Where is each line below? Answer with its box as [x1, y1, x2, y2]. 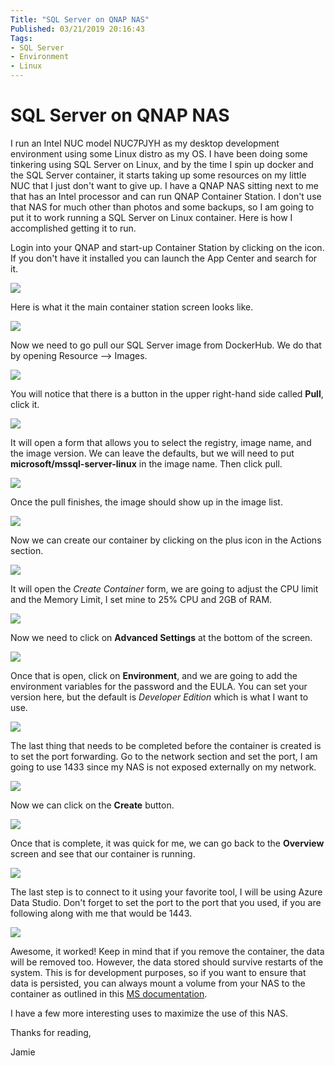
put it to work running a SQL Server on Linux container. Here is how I [10, 211, 293, 223]
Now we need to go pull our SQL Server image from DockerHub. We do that [10, 339, 322, 351]
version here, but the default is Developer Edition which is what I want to [10, 691, 309, 703]
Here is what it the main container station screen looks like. [10, 301, 254, 313]
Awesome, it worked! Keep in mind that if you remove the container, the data [10, 945, 325, 957]
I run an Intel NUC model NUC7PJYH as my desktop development [10, 137, 280, 149]
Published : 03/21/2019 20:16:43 [10, 24, 145, 34]
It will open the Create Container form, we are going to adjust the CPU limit [10, 582, 319, 595]
